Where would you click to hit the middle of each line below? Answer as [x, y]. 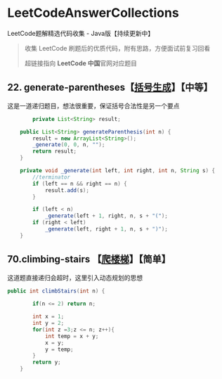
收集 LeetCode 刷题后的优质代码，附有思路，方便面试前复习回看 [117, 48]
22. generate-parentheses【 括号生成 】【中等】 [110, 88]
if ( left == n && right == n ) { [80, 184]
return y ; [47, 362]
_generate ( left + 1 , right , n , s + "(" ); [106, 216]
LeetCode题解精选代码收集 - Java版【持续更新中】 [81, 33]
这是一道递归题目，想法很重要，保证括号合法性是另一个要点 [93, 105]
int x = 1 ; [48, 317]
